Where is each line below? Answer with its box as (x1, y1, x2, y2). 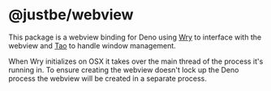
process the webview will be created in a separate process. (8, 73, 207, 83)
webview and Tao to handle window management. (8, 40, 176, 50)
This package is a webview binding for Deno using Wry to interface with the (8, 32, 262, 42)
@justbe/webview (8, 6, 134, 24)
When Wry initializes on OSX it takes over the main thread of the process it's (8, 56, 264, 66)
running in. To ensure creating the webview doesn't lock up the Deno (8, 64, 239, 74)
